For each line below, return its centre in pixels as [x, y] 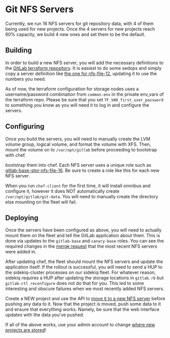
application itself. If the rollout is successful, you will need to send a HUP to [84, 267]
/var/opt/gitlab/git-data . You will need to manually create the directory [82, 196]
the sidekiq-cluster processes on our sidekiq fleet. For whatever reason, [81, 272]
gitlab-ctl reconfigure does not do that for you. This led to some [75, 283]
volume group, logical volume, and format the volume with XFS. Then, [78, 144]
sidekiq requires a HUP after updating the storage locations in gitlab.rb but [84, 278]
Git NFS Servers [40, 9]
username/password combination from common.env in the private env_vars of [84, 94]
